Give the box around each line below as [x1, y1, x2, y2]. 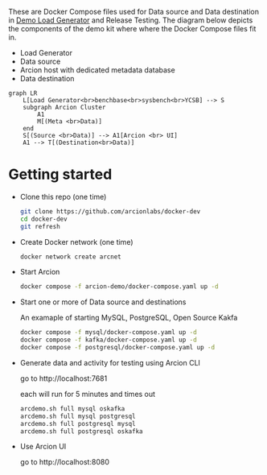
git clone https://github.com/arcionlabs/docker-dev [19, 207, 201, 216]
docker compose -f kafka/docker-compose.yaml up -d [19, 336, 197, 345]
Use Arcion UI [19, 442, 67, 452]
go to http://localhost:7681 [19, 374, 108, 383]
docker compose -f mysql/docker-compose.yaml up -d [19, 328, 197, 337]
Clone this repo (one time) [19, 192, 107, 201]
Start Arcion [19, 267, 60, 277]
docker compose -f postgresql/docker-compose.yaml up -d [19, 344, 216, 352]
